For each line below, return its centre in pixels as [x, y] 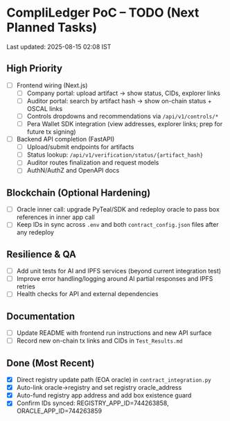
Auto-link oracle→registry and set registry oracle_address [99, 388]
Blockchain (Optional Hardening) [79, 192]
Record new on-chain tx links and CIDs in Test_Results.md [99, 341]
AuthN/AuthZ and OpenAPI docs [73, 171]
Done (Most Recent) [51, 363]
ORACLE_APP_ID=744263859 [59, 411]
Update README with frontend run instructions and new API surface [114, 333]
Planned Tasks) [52, 27]
